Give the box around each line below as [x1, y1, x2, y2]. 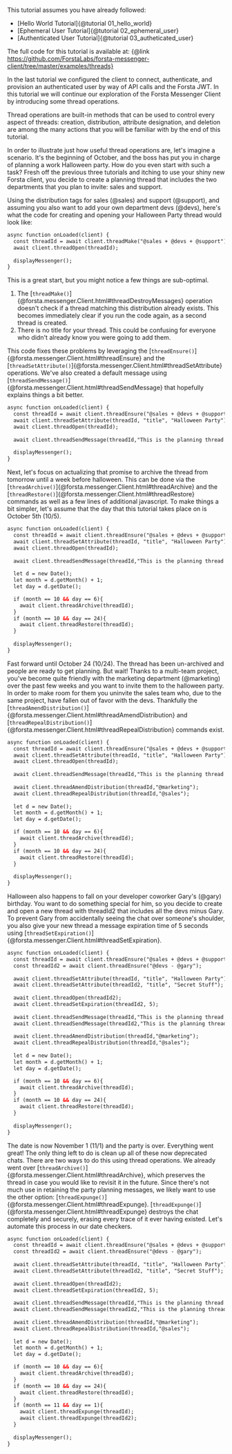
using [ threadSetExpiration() [7, 929, 92, 937]
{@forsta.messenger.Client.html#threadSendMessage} [7, 383, 164, 392]
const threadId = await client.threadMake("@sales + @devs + [13, 238, 193, 244]
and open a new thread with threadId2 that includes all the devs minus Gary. [7, 907, 224, 915]
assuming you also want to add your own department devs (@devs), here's [7, 204, 221, 211]
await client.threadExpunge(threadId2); [19, 1415, 137, 1422]
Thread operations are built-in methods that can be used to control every [7, 110, 215, 119]
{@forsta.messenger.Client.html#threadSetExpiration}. [7, 936, 162, 944]
